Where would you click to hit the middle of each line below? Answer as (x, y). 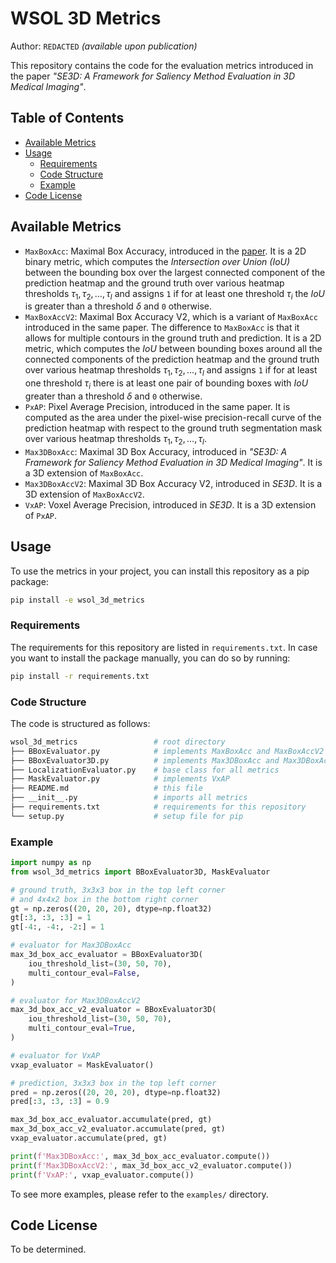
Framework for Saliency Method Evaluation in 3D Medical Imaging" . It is (173, 462)
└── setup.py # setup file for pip (127, 816)
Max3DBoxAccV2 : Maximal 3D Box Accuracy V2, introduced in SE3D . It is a (173, 483)
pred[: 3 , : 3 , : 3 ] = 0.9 (60, 1102)
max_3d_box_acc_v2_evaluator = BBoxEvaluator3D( (113, 1010)
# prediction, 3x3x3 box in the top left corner (113, 1083)
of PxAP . (40, 515)
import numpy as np (51, 863)
